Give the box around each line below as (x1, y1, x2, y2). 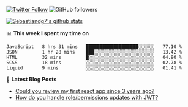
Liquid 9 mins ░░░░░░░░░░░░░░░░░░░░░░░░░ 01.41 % (6, 65, 182, 71)
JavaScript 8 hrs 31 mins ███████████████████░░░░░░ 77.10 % (6, 44, 182, 50)
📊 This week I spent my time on (6, 30, 89, 36)
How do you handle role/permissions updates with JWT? (15, 94, 159, 101)
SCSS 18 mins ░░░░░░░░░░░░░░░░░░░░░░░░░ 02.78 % (6, 60, 182, 66)
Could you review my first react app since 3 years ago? (15, 88, 155, 94)
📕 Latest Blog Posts (6, 76, 57, 83)
